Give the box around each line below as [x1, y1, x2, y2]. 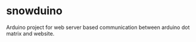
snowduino [6, 4, 63, 18]
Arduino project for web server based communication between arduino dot [6, 24, 190, 31]
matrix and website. [6, 30, 55, 37]
